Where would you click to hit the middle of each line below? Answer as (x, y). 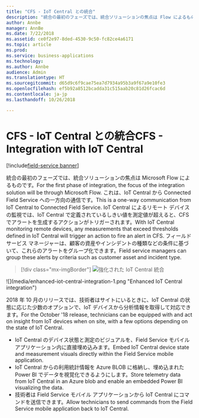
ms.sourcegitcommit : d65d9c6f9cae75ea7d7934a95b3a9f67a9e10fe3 (86, 83)
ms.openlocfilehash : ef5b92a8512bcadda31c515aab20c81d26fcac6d (86, 89)
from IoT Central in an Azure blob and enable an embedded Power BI (99, 381)
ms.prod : (17, 50)
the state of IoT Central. (35, 327)
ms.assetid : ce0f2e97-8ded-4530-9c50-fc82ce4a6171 (70, 39)
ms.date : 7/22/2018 (30, 34)
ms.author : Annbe (28, 67)
